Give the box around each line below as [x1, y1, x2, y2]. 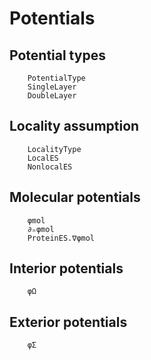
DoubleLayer [27, 91, 77, 101]
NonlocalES [27, 162, 73, 172]
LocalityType [27, 144, 82, 154]
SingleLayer [27, 82, 77, 92]
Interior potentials [9, 260, 124, 277]
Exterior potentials [9, 313, 128, 331]
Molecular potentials [9, 189, 141, 206]
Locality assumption [9, 118, 140, 135]
